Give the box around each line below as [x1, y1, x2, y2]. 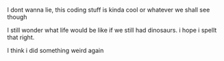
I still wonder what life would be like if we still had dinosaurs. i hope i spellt [7, 26, 217, 34]
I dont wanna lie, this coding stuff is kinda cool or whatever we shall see [7, 6, 210, 14]
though [7, 13, 27, 21]
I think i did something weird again [7, 47, 104, 54]
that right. [7, 33, 35, 41]
